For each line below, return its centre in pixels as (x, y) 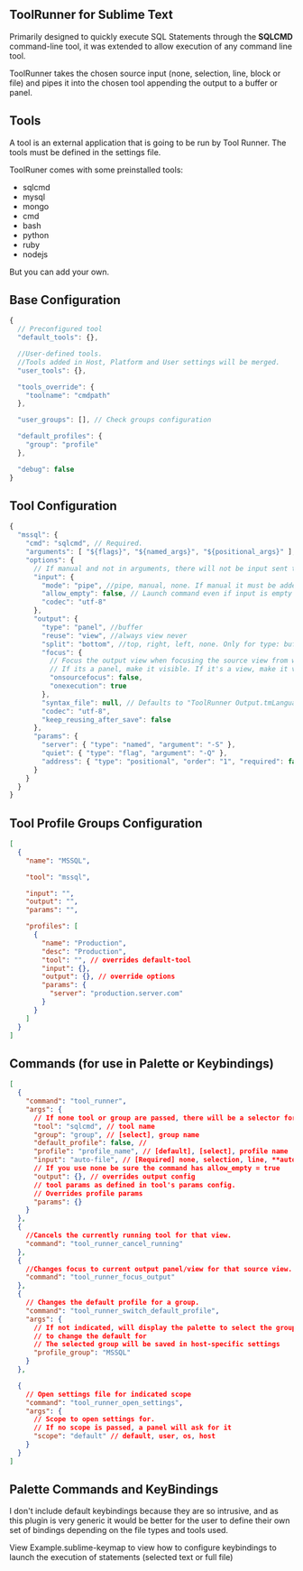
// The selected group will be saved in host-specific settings (156, 1345)
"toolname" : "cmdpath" (68, 395)
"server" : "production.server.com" (116, 993)
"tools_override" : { (56, 387)
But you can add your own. (60, 272)
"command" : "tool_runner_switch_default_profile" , (123, 1311)
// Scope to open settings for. (94, 1419)
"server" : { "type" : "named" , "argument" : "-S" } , (139, 745)
